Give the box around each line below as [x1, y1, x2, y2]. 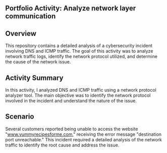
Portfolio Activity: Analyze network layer [5, 4, 136, 13]
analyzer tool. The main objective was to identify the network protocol [5, 92, 151, 98]
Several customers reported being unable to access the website [5, 126, 138, 132]
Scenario [5, 112, 34, 121]
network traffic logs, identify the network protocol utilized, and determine [5, 53, 158, 60]
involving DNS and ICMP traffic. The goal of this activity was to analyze [5, 48, 153, 54]
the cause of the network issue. [5, 59, 71, 65]
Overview [5, 29, 37, 37]
